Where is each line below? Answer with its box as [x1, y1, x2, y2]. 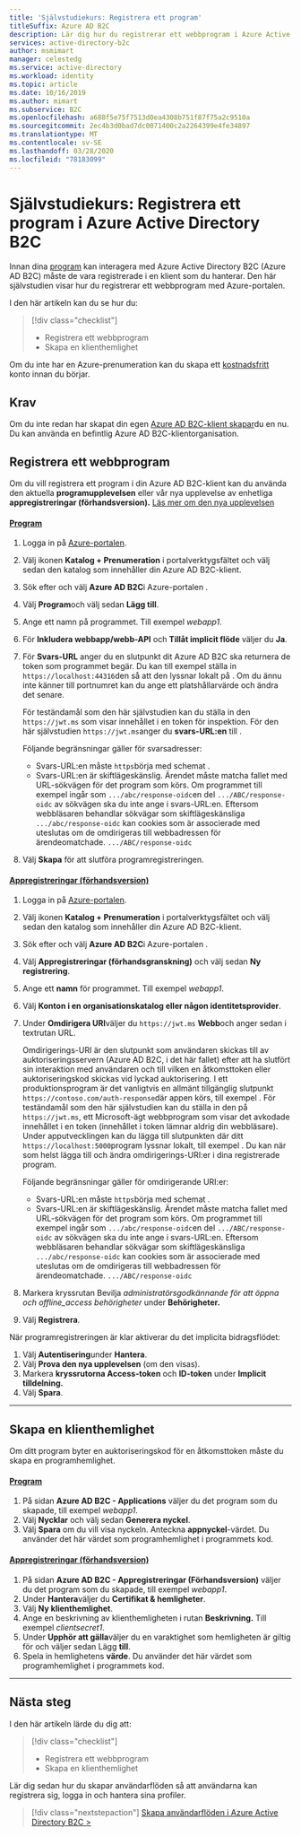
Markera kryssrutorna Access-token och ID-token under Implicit [21, 1369, 267, 1379]
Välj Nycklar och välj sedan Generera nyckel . [21, 1515, 191, 1526]
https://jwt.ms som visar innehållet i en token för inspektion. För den [21, 717, 279, 727]
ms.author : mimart [9, 96, 78, 106]
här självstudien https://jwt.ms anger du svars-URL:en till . [21, 726, 242, 736]
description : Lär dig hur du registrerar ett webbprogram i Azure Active [9, 30, 291, 39]
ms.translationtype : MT [9, 130, 99, 139]
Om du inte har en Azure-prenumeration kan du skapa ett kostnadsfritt [9, 360, 270, 370]
